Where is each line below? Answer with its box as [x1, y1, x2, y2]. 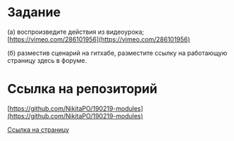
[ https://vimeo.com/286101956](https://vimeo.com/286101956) [7, 35, 190, 43]
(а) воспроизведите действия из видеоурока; [7, 27, 144, 36]
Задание [7, 4, 61, 20]
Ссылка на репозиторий [7, 81, 158, 97]
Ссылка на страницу [7, 125, 69, 134]
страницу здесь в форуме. [7, 56, 87, 64]
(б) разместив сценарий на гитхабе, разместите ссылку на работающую [7, 49, 228, 57]
